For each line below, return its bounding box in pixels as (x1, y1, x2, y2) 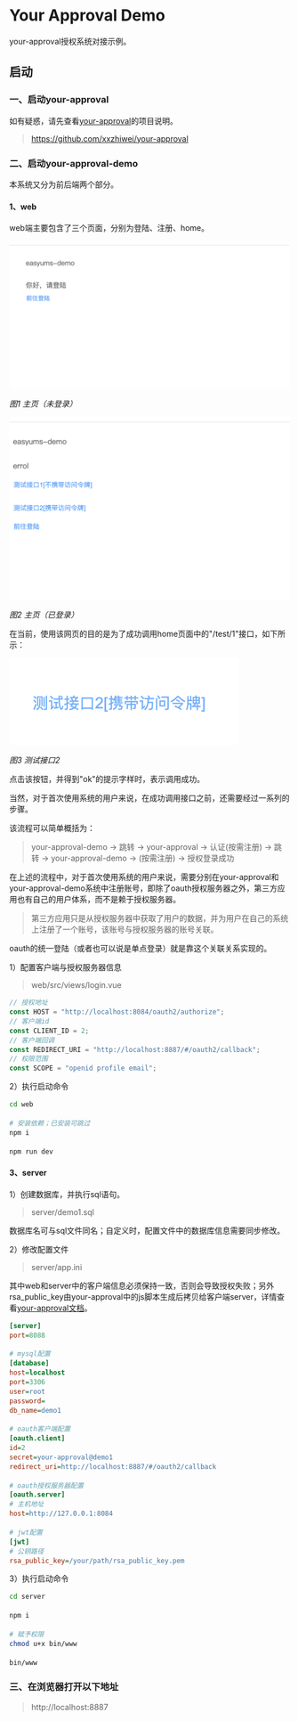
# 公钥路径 (9, 1546, 44, 1555)
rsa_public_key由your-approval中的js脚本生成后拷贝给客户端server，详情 (9, 1291, 278, 1301)
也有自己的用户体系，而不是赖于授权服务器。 (16, 894, 181, 905)
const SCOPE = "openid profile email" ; (9, 1064, 157, 1073)
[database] (9, 1359, 50, 1368)
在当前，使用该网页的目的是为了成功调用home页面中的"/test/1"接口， (9, 629, 262, 640)
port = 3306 (9, 1377, 46, 1386)
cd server (9, 1592, 46, 1602)
